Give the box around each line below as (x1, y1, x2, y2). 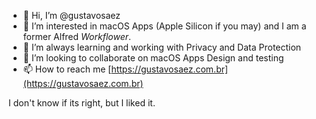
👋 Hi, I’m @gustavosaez (22, 10, 121, 21)
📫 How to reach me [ (22, 63, 112, 75)
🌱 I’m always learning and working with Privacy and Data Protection (22, 41, 302, 53)
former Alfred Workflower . (22, 31, 132, 42)
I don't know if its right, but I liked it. (8, 97, 156, 109)
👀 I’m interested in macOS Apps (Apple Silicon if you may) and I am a (22, 20, 307, 32)
